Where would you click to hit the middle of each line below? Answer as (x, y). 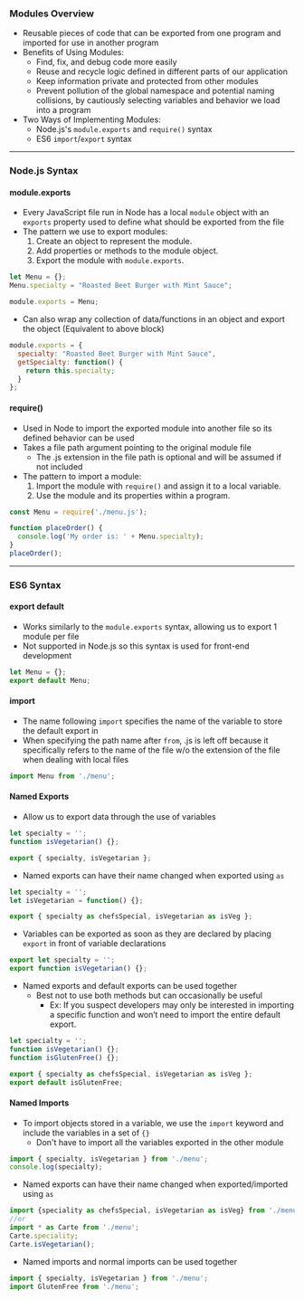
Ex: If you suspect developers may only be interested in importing (171, 1005)
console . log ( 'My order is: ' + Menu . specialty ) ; (111, 536)
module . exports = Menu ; (54, 302)
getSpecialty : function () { (71, 362)
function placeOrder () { (56, 528)
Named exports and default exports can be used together (130, 986)
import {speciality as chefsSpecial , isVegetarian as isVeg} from (137, 1210)
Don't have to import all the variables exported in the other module (160, 1142)
